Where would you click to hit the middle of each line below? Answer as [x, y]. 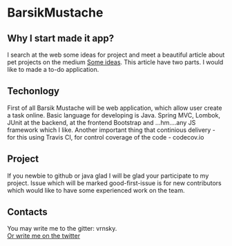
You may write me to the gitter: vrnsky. [62, 229]
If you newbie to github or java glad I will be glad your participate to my [108, 176]
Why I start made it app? [61, 38]
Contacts [28, 212]
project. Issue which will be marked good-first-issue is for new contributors [115, 183]
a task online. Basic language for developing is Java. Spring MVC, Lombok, [114, 115]
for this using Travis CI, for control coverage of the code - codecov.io [106, 137]
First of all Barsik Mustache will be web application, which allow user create [115, 108]
